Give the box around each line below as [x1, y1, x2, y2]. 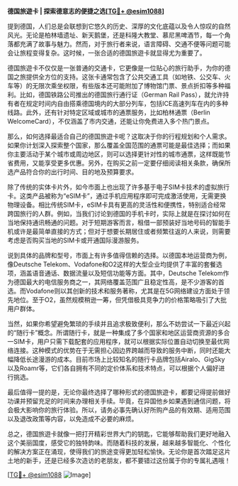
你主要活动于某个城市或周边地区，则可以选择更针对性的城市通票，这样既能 [7, 150, 225, 158]
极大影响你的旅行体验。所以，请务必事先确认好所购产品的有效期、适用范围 [13, 406, 231, 414]
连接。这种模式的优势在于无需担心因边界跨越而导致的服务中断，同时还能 [13, 346, 225, 355]
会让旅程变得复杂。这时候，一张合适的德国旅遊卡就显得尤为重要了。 [7, 49, 206, 57]
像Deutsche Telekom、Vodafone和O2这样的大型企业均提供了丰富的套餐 [7, 260, 217, 269]
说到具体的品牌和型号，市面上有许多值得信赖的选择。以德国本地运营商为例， [7, 252, 231, 259]
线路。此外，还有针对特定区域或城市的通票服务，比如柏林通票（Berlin [7, 108, 210, 117]
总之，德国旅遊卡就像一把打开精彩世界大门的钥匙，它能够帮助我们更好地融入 [7, 430, 231, 438]
